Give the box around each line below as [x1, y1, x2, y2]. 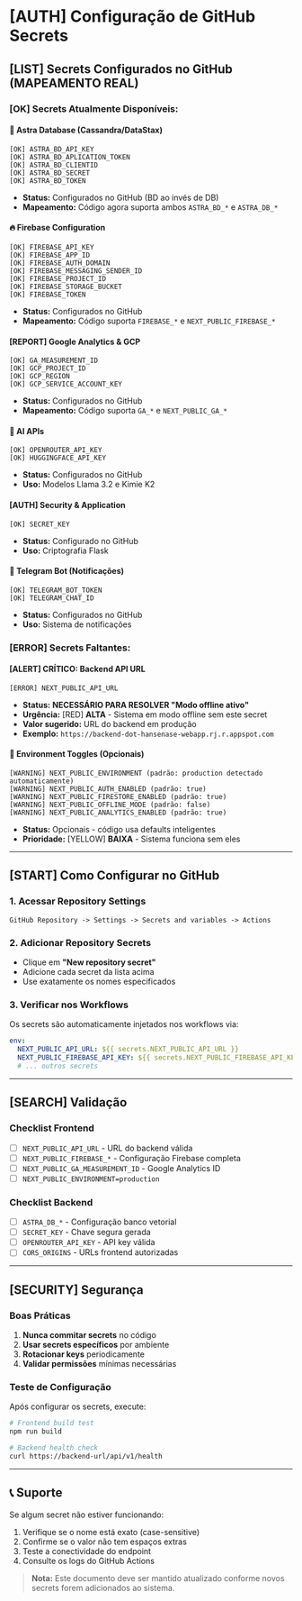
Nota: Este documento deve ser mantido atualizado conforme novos [31, 1572, 285, 1583]
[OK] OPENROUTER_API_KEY [9, 446, 102, 455]
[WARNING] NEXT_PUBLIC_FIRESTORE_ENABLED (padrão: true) [9, 793, 227, 802]
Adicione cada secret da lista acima [22, 967, 155, 978]
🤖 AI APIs [9, 425, 45, 436]
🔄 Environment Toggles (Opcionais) [9, 749, 145, 760]
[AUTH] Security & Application [9, 499, 126, 510]
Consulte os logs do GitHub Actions [22, 1555, 155, 1566]
